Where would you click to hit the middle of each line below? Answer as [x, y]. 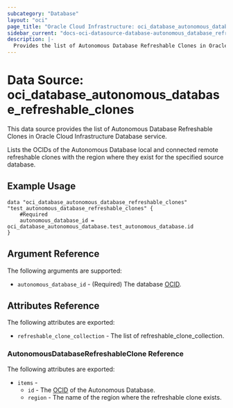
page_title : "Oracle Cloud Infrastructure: [71, 26]
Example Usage [42, 186]
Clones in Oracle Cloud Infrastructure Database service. [87, 136]
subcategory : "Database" [43, 14]
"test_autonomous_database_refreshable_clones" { [80, 208]
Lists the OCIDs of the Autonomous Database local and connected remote [113, 149]
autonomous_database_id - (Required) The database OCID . [99, 284]
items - [27, 382]
